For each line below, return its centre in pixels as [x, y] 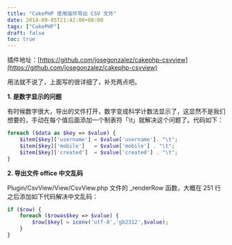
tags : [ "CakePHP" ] [34, 26]
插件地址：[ [24, 60]
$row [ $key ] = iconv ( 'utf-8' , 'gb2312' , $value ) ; [100, 222]
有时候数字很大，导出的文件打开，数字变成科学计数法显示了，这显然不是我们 [116, 111]
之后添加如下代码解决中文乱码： [53, 196]
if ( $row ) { [24, 209]
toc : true [21, 39]
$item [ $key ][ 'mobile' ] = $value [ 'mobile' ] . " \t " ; [97, 146]
